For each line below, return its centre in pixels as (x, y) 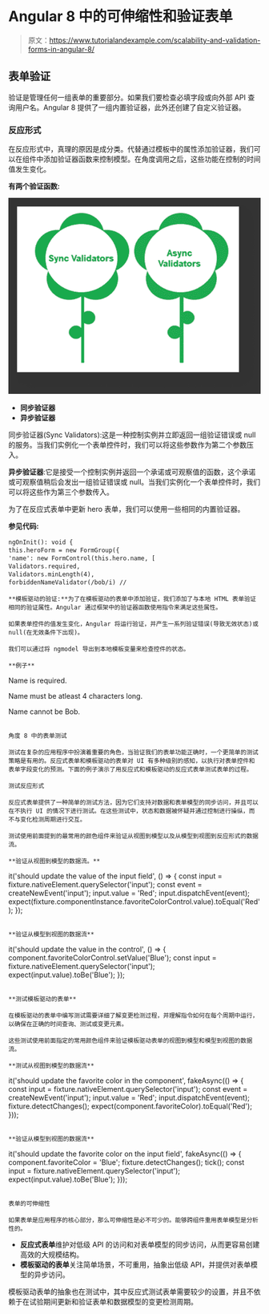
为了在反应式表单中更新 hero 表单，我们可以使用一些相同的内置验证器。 (126, 509)
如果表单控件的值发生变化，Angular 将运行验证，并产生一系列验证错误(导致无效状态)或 (133, 624)
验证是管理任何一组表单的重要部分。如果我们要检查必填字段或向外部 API (127, 97)
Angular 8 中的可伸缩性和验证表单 (121, 16)
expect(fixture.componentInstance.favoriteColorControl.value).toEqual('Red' (134, 901)
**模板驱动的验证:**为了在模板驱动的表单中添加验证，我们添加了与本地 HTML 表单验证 (132, 598)
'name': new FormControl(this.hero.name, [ (82, 558)
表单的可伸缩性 (29, 1203)
